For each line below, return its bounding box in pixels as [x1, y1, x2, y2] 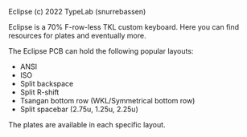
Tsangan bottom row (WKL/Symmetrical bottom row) [19, 96, 196, 105]
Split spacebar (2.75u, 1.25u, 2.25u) [19, 104, 138, 114]
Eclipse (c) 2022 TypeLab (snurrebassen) [8, 7, 146, 16]
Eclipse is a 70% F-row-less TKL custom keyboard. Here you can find [8, 22, 240, 31]
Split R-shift [19, 87, 60, 97]
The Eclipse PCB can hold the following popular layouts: [8, 46, 194, 55]
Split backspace [19, 79, 74, 88]
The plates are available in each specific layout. [8, 120, 167, 129]
